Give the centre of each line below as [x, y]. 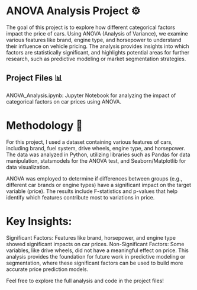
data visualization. [28, 167]
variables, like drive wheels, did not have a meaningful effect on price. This [98, 250]
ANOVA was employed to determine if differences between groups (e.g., [94, 178]
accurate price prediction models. [47, 269]
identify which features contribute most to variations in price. [80, 197]
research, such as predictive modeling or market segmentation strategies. [96, 59]
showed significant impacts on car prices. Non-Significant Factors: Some [95, 244]
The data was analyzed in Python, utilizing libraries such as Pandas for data [98, 154]
